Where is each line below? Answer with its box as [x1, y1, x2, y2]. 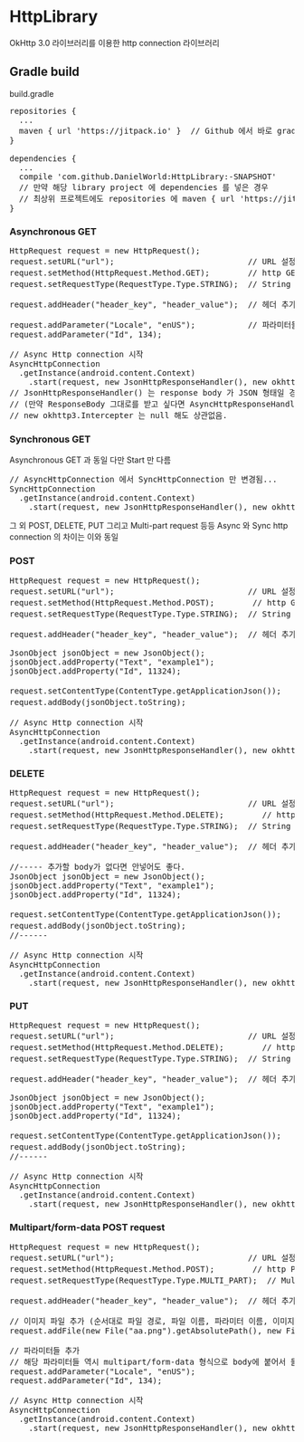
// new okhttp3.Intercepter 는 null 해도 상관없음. [9, 410, 228, 421]
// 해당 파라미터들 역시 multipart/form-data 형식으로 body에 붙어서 [9, 1356, 287, 1367]
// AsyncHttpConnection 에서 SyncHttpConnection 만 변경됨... [9, 474, 278, 485]
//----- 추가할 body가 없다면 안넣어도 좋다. [9, 862, 185, 872]
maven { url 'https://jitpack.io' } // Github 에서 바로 [18, 125, 273, 136]
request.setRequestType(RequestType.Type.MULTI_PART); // [9, 1275, 278, 1285]
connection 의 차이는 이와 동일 [9, 531, 119, 542]
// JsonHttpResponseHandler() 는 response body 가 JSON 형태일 [9, 387, 285, 398]
